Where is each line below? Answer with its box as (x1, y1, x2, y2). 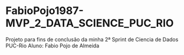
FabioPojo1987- (5, 4, 84, 18)
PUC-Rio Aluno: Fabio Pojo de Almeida (5, 42, 100, 49)
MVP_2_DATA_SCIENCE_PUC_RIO (5, 16, 174, 30)
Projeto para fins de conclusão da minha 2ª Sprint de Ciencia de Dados (5, 36, 179, 43)
